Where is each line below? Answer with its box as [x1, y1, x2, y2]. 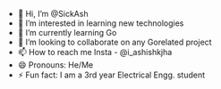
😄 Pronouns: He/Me [17, 60, 94, 70]
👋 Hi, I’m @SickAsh [17, 9, 89, 19]
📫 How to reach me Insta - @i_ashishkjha [17, 47, 173, 57]
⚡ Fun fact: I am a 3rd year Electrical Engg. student [17, 69, 206, 80]
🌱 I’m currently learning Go [17, 28, 117, 37]
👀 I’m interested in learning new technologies [17, 18, 184, 28]
